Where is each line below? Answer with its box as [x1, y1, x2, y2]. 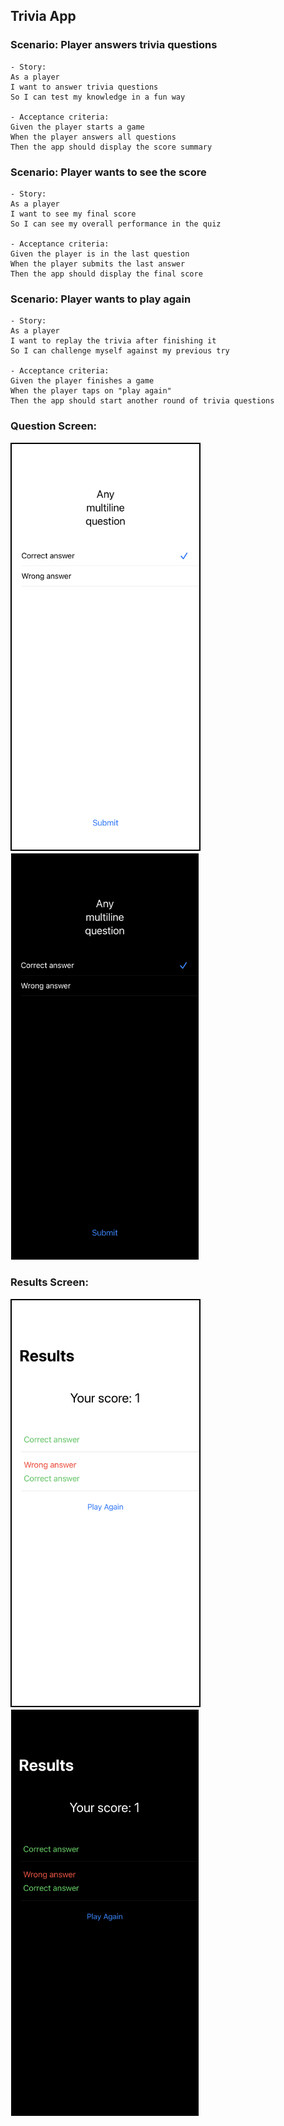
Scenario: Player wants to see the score [10, 165, 207, 179]
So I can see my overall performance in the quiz [10, 219, 222, 229]
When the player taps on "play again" [10, 386, 172, 396]
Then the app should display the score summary [10, 142, 213, 152]
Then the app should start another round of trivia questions [10, 396, 275, 406]
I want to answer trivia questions [10, 82, 159, 92]
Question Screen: [10, 419, 98, 433]
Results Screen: [10, 1275, 89, 1289]
